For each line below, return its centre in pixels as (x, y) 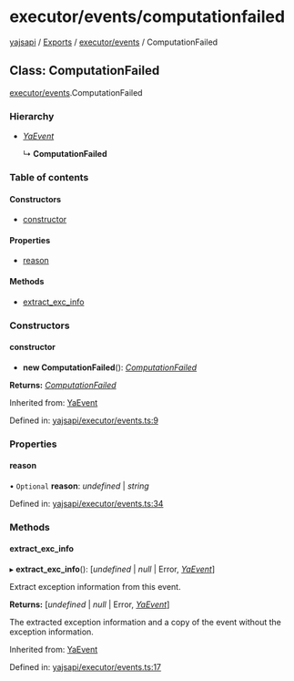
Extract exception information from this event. (95, 586)
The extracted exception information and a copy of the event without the (146, 622)
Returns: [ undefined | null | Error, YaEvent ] (90, 604)
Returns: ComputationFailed (63, 385)
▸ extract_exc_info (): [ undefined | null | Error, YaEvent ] (112, 569)
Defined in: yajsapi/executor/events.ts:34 (86, 503)
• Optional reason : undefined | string (80, 486)
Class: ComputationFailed (85, 71)
